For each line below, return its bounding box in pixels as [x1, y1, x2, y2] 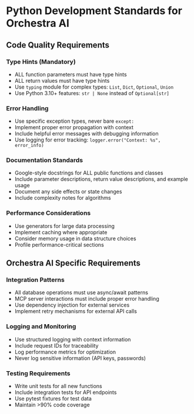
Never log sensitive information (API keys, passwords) [14, 354, 146, 362]
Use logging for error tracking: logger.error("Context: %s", [14, 136, 161, 143]
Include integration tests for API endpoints [14, 389, 117, 396]
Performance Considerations [6, 209, 91, 217]
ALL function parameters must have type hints [14, 70, 128, 78]
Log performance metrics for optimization [14, 348, 116, 355]
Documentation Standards [6, 156, 83, 164]
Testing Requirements [6, 369, 71, 377]
